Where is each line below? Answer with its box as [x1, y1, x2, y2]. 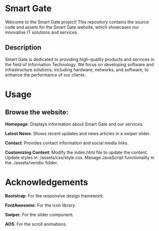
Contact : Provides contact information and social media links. [5, 140, 129, 146]
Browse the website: [5, 108, 69, 117]
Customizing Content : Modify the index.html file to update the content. [5, 149, 148, 155]
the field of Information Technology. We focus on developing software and [5, 61, 154, 67]
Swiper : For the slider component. [5, 212, 74, 217]
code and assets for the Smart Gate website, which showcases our [5, 24, 140, 30]
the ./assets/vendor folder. [5, 160, 58, 165]
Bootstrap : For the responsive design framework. [5, 193, 105, 198]
